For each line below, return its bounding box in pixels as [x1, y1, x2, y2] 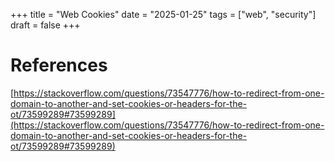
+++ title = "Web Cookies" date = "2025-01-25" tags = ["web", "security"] [10, 9, 317, 20]
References [10, 54, 108, 77]
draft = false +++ [10, 19, 81, 31]
